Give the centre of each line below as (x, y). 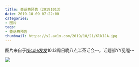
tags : (10, 27)
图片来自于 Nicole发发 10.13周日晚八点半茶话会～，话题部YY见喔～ (70, 50)
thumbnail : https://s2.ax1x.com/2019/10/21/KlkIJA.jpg (61, 36)
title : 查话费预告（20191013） (34, 9)
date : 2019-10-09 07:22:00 (32, 14)
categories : (17, 18)
